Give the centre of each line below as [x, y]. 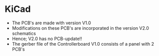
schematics [24, 33]
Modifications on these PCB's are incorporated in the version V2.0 [80, 28]
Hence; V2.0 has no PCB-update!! [47, 39]
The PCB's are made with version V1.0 [51, 23]
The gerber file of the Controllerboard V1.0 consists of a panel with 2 [83, 44]
